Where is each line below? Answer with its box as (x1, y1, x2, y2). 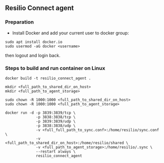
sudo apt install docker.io (5, 39, 63, 44)
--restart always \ (36, 149, 76, 154)
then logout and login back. (5, 52, 60, 58)
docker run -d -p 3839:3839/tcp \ (5, 110, 76, 115)
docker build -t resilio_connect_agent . (5, 76, 91, 81)
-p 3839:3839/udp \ (36, 119, 76, 124)
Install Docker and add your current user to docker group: (12, 30, 129, 36)
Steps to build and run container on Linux (5, 65, 106, 71)
